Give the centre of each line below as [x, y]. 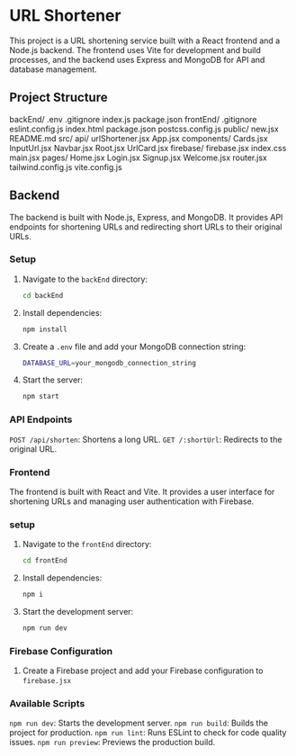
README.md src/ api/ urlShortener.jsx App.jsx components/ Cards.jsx [139, 138]
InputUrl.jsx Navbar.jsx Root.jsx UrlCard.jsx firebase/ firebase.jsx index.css [148, 148]
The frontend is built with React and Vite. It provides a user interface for [142, 491]
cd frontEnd [45, 561]
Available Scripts [47, 704]
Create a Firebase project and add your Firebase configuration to [143, 670]
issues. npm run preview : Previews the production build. [112, 742]
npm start [41, 397]
